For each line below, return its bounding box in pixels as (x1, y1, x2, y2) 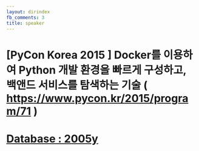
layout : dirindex (6, 8, 50, 15)
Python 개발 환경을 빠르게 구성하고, (18, 63, 187, 77)
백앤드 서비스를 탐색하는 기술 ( (6, 78, 147, 92)
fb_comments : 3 (6, 14, 45, 21)
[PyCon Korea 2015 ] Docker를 (6, 48, 161, 62)
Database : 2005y (6, 132, 98, 146)
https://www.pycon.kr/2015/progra (6, 91, 189, 105)
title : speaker (6, 20, 45, 26)
